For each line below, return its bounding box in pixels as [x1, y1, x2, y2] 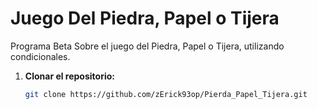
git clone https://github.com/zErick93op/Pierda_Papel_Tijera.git [24, 89, 308, 99]
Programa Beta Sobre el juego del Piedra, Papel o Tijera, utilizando [10, 40, 285, 52]
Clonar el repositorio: [24, 70, 115, 82]
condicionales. [10, 50, 71, 62]
